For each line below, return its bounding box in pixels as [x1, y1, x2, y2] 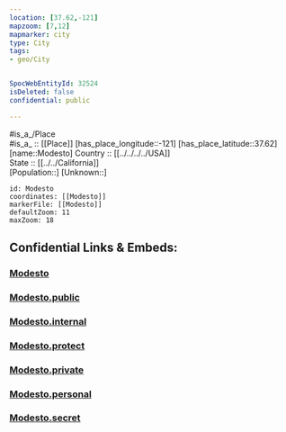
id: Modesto [9, 184, 54, 193]
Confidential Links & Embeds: [9, 240, 178, 256]
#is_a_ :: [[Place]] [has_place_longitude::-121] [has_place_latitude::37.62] [9, 138, 278, 148]
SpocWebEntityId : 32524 [9, 79, 99, 88]
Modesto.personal [9, 388, 92, 400]
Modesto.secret [9, 411, 81, 424]
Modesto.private [9, 364, 85, 376]
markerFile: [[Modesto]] [9, 200, 103, 209]
